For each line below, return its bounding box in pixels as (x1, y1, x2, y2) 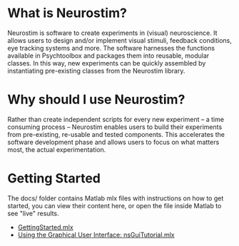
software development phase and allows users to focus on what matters (7, 138, 220, 146)
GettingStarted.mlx (17, 222, 73, 231)
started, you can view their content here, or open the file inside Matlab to (7, 201, 222, 210)
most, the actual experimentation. (7, 145, 106, 154)
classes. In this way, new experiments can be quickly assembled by (7, 58, 206, 67)
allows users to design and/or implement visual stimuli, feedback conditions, (7, 36, 232, 44)
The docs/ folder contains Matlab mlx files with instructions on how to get (7, 194, 224, 203)
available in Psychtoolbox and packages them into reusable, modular (7, 51, 210, 60)
